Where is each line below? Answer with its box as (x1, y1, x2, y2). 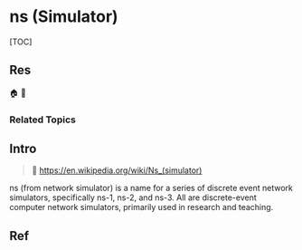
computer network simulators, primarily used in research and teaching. (9, 202, 274, 213)
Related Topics (9, 113, 77, 126)
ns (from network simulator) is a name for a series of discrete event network (9, 183, 294, 194)
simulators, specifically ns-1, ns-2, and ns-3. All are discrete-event (9, 192, 258, 203)
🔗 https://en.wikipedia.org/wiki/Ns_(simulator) (31, 165, 203, 176)
